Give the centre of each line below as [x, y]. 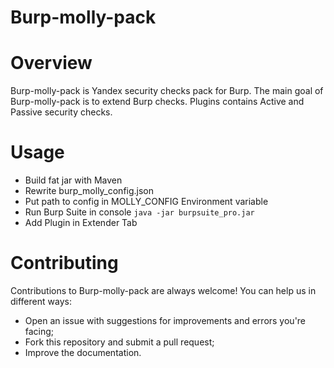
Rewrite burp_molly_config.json [89, 191]
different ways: [41, 301]
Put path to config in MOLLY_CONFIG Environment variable [146, 202]
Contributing [64, 263]
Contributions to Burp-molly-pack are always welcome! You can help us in [163, 290]
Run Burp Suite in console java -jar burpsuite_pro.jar [139, 212]
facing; [39, 331]
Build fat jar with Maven [73, 180]
